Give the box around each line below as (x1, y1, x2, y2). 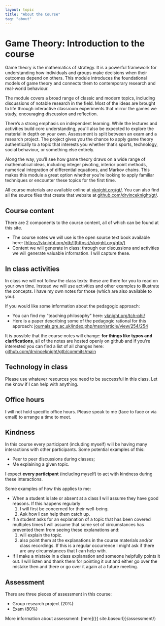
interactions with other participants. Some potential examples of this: (5, 447, 145, 452)
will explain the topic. (19, 532, 63, 538)
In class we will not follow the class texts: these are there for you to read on (5, 277, 158, 283)
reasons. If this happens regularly (12, 500, 81, 507)
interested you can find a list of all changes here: (5, 343, 104, 349)
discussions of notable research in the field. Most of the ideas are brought (5, 100, 156, 106)
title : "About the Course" (5, 12, 61, 17)
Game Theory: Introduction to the (5, 38, 145, 49)
